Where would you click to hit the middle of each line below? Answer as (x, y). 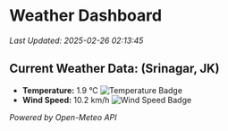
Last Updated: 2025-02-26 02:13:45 (76, 40)
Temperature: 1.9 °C (60, 90)
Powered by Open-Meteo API (63, 117)
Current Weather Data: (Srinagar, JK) (115, 69)
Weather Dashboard (86, 16)
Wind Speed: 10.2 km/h (66, 100)
